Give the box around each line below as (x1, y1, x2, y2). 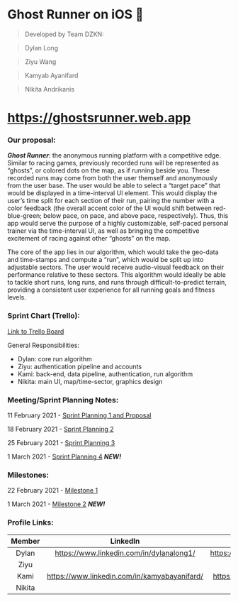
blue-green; (7, 212, 42, 220)
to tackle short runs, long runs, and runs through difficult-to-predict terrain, (7, 278, 227, 287)
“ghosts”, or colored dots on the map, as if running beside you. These (7, 166, 210, 175)
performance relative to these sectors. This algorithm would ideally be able (7, 270, 227, 279)
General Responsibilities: (7, 341, 80, 349)
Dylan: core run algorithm (17, 354, 92, 363)
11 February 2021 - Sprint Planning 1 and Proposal (7, 411, 152, 420)
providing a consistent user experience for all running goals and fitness (7, 285, 215, 294)
